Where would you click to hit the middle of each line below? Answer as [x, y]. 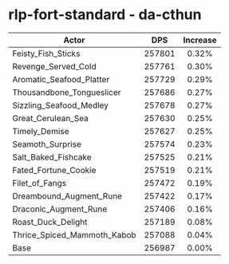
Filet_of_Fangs [39, 183]
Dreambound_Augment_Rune [67, 195]
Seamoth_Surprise [47, 144]
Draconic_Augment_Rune [60, 209]
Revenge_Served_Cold [55, 66]
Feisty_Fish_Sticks [46, 53]
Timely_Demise [41, 131]
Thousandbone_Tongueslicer [67, 92]
